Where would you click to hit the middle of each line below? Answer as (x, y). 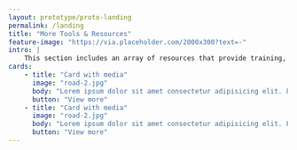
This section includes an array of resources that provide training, (156, 58)
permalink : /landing (47, 26)
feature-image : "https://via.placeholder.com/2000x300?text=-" (128, 42)
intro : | (24, 50)
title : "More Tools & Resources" (70, 34)
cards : (20, 67)
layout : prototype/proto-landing (70, 17)
